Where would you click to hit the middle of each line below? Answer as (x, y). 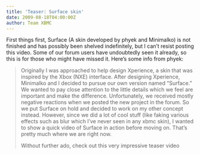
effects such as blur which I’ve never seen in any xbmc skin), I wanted (107, 121)
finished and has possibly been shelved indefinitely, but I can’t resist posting (100, 46)
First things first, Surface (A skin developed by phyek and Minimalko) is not (99, 40)
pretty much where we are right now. (66, 134)
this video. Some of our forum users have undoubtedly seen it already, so (96, 53)
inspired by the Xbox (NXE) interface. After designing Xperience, (100, 77)
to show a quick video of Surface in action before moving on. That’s (104, 128)
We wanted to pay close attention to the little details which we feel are (107, 90)
